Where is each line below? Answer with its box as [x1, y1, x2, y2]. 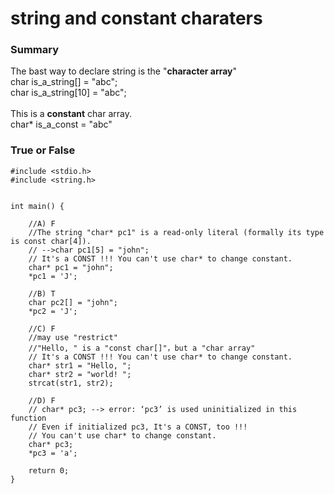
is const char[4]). [10, 236, 92, 246]
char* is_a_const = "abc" [10, 118, 113, 131]
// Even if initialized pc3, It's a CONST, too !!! [28, 422, 248, 432]
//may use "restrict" [28, 332, 118, 342]
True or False [10, 143, 76, 157]
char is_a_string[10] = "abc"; [10, 87, 127, 99]
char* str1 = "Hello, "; [28, 360, 132, 371]
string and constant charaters [10, 7, 263, 30]
